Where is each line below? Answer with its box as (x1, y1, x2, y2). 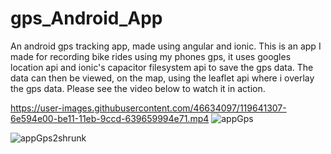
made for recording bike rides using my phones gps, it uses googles (10, 50, 292, 62)
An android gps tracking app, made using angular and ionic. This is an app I (10, 40, 322, 52)
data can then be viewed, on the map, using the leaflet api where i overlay (10, 72, 315, 84)
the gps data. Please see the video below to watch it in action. (10, 82, 266, 94)
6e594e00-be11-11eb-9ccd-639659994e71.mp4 (10, 112, 210, 124)
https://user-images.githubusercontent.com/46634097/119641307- (10, 102, 287, 114)
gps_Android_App (10, 7, 163, 30)
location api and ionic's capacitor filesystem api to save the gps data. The (10, 61, 314, 73)
